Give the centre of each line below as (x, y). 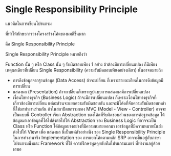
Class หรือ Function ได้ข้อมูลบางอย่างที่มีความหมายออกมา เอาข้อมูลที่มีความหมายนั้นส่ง (88, 126)
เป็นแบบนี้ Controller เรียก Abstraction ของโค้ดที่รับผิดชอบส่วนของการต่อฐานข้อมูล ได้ (89, 114)
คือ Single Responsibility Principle (40, 44)
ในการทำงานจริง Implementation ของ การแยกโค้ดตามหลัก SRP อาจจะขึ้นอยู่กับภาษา (87, 137)
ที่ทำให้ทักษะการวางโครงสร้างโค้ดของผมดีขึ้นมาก (46, 34)
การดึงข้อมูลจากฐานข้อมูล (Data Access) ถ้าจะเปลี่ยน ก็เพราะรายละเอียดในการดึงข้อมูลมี (88, 80)
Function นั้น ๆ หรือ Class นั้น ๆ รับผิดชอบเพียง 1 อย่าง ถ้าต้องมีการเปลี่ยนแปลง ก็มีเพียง (81, 64)
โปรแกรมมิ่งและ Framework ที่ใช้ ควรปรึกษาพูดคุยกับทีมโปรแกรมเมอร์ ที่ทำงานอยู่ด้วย (86, 143)
